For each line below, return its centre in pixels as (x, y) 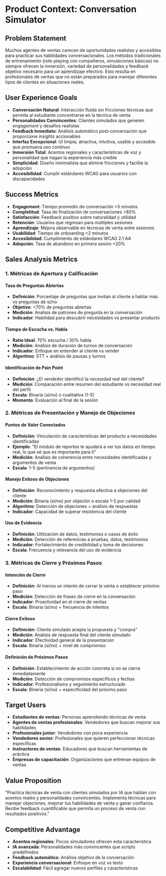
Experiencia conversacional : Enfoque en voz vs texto (68, 863)
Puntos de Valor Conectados (35, 425)
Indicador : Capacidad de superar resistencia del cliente (69, 511)
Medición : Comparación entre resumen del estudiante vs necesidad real (86, 384)
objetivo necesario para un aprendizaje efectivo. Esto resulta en (70, 71)
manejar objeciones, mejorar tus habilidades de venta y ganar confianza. (80, 803)
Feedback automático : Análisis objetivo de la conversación (73, 858)
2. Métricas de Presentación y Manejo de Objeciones (70, 413)
